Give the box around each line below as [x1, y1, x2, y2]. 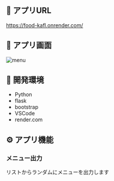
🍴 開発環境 [6, 75, 44, 85]
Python [14, 91, 32, 98]
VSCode [14, 110, 35, 117]
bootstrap [14, 104, 39, 111]
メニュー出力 [6, 154, 43, 162]
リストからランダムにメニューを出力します [6, 169, 109, 176]
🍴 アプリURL [6, 5, 52, 16]
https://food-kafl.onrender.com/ [6, 21, 83, 28]
